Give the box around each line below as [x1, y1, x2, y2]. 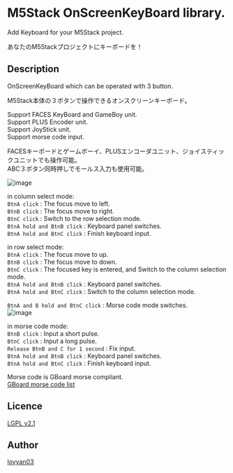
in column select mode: [7, 192, 75, 200]
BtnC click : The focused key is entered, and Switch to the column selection [7, 264, 227, 274]
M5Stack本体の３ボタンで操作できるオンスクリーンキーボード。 [7, 96, 191, 104]
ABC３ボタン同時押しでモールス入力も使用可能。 [7, 164, 149, 173]
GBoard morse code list [7, 380, 75, 388]
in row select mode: [7, 243, 64, 251]
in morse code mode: [7, 322, 68, 330]
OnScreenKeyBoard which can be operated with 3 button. [7, 82, 173, 90]
